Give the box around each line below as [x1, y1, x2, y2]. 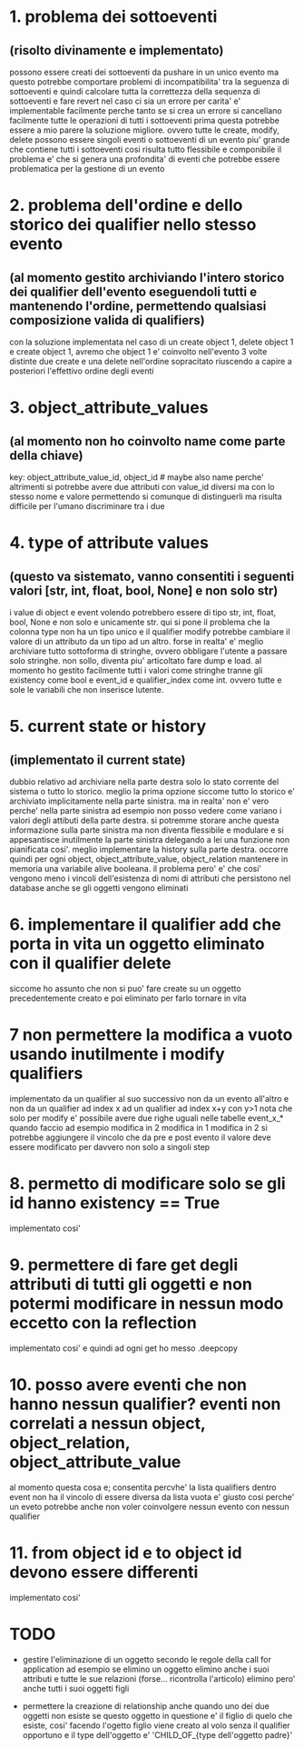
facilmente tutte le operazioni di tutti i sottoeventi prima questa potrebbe [9, 115, 279, 125]
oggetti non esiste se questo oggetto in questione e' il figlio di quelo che [22, 1710, 293, 1721]
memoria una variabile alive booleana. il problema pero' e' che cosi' [9, 864, 262, 874]
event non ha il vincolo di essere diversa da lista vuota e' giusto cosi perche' [9, 1491, 295, 1502]
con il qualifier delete [9, 953, 172, 974]
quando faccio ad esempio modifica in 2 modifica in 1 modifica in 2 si [9, 1122, 268, 1133]
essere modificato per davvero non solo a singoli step [9, 1141, 211, 1152]
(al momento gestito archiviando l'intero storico [9, 270, 285, 285]
